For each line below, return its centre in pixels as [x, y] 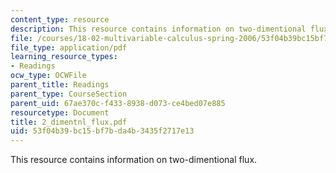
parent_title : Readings [60, 85]
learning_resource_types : [64, 57]
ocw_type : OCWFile [48, 76]
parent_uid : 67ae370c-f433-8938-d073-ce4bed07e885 [118, 103]
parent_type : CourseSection [69, 94]
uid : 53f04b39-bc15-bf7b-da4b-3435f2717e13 [102, 131]
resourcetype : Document [60, 112]
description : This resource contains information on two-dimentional [158, 29]
